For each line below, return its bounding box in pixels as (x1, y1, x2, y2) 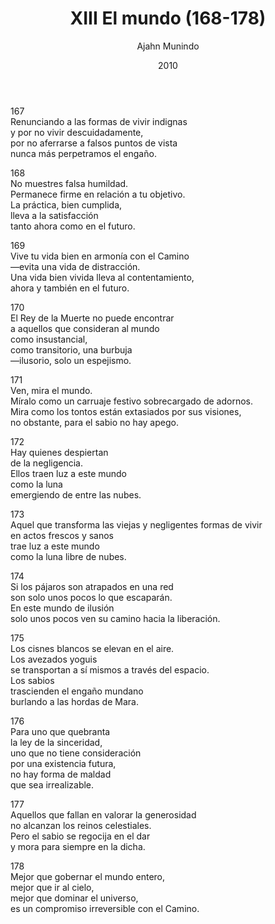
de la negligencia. (10, 457, 83, 469)
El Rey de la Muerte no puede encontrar (10, 312, 175, 324)
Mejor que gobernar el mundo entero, (10, 870, 166, 882)
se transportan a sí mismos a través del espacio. (10, 663, 210, 676)
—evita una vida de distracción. (10, 260, 141, 272)
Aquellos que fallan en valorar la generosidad (10, 808, 197, 821)
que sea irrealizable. (10, 778, 95, 791)
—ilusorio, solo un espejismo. (10, 354, 132, 366)
